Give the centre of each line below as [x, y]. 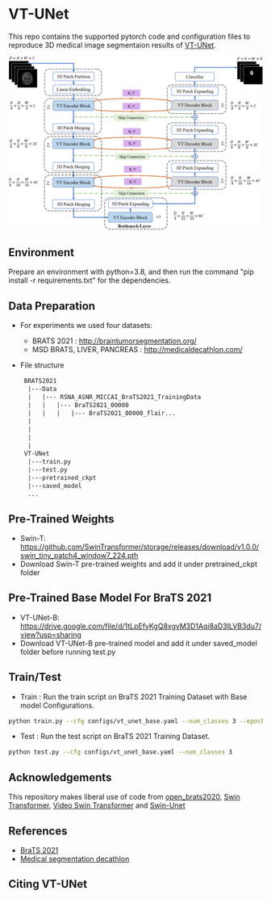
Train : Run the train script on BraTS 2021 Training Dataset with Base [133, 696]
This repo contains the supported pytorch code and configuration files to [129, 36]
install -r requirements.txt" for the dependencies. [90, 280]
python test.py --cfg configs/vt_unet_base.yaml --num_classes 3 [120, 752]
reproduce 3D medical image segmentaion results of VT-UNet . [112, 44]
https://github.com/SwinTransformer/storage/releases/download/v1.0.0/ [140, 547]
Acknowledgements [60, 777]
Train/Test [35, 677]
